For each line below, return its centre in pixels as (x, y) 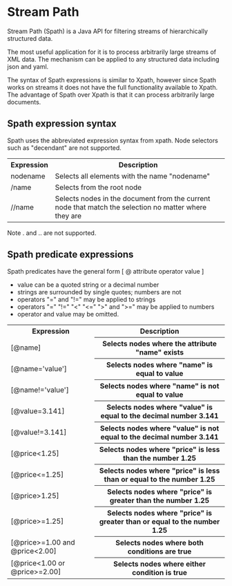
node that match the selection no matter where (131, 207)
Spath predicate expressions (70, 255)
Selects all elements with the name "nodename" (133, 176)
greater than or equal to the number (159, 521)
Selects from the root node (98, 187)
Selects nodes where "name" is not (159, 386)
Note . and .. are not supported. (52, 233)
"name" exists (160, 352)
